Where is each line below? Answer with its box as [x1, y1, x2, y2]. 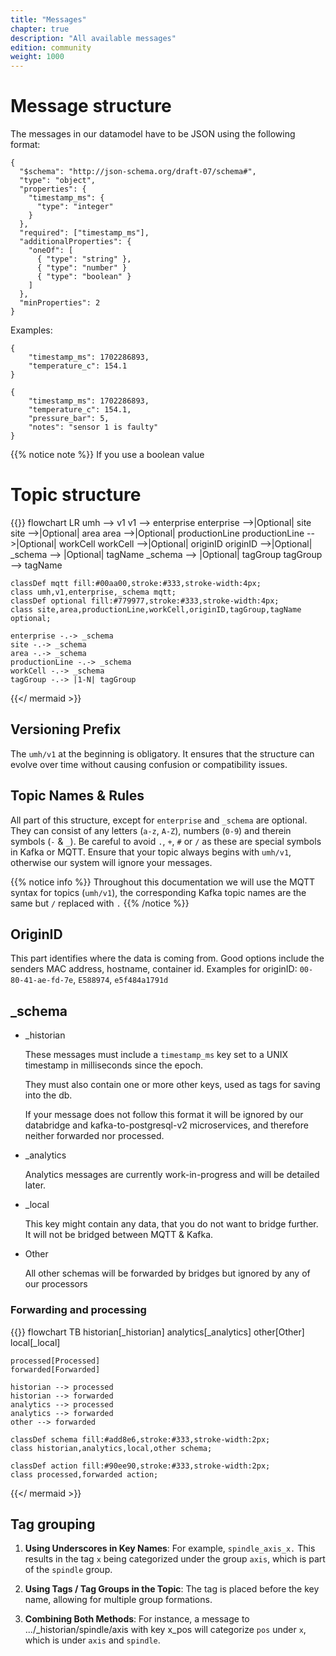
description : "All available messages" [10, 33, 177, 43]
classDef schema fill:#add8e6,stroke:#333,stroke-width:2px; [10, 1434, 271, 1445]
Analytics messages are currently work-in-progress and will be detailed [24, 1169, 320, 1181]
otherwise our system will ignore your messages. [10, 856, 213, 868]
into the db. [24, 1089, 73, 1101]
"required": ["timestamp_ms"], [19, 228, 150, 238]
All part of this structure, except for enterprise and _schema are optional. [10, 814, 308, 826]
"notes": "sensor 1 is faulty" [28, 422, 159, 433]
